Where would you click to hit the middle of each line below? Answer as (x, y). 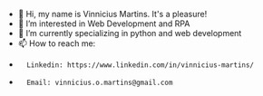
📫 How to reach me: (57, 43)
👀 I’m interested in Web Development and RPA (104, 24)
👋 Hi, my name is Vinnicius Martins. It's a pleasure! (112, 14)
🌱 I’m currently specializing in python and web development (130, 33)
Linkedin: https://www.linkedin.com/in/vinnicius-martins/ (141, 65)
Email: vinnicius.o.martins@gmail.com (100, 82)
